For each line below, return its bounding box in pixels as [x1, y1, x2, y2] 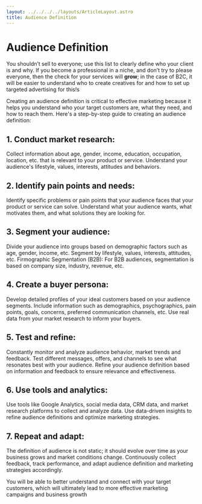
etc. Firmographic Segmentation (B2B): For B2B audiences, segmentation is [6, 256, 194, 263]
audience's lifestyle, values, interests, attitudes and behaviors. [6, 163, 161, 171]
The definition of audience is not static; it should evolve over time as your [6, 447, 189, 455]
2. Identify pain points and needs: [6, 180, 135, 191]
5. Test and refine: [6, 332, 77, 342]
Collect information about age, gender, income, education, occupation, [6, 150, 182, 157]
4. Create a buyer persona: [6, 280, 109, 290]
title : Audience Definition [6, 14, 77, 20]
